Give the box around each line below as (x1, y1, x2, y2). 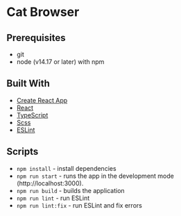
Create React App (16, 96, 68, 104)
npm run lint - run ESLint (16, 194, 90, 202)
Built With (6, 78, 50, 90)
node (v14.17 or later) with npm (16, 58, 105, 66)
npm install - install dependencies (16, 164, 117, 172)
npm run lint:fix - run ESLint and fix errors (16, 201, 143, 209)
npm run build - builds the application (16, 186, 126, 194)
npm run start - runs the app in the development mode (16, 172, 174, 180)
